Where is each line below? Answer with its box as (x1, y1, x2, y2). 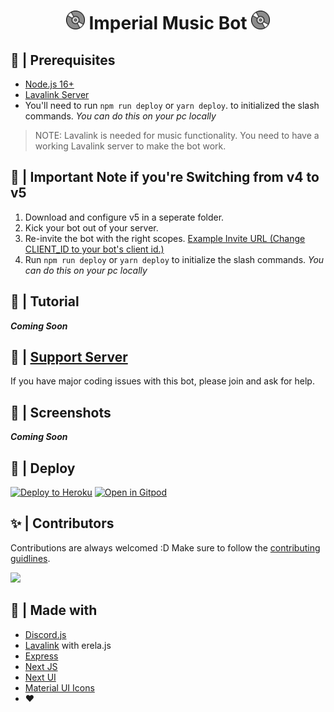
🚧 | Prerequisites (10, 51, 116, 69)
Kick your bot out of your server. (24, 221, 159, 234)
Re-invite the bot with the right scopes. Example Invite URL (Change (24, 232, 306, 244)
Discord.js (24, 628, 67, 640)
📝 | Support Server (10, 349, 128, 366)
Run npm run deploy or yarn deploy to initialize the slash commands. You (24, 253, 325, 265)
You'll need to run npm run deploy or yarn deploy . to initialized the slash (24, 100, 320, 111)
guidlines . (10, 552, 51, 564)
